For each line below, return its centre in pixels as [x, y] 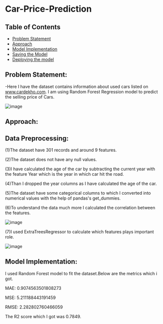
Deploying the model [33, 59]
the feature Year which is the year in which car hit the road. [64, 174]
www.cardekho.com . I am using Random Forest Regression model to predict [81, 92]
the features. [18, 213]
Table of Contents [33, 27]
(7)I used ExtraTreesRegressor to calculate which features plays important [80, 232]
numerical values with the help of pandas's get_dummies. [63, 198]
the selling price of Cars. [30, 97]
